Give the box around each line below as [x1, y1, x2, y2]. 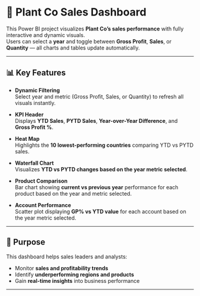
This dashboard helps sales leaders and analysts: [6, 253, 127, 260]
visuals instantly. [14, 99, 56, 106]
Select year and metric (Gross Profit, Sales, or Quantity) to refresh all [14, 92, 184, 100]
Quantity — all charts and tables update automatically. [6, 44, 140, 51]
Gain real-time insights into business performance [14, 277, 140, 284]
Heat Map [14, 135, 40, 142]
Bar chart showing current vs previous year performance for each [14, 183, 179, 190]
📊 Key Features [6, 68, 66, 78]
